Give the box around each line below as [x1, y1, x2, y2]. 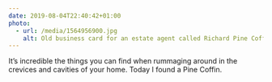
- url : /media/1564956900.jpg [15, 27, 117, 35]
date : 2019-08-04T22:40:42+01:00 [8, 11, 121, 20]
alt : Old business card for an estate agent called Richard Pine [23, 34, 249, 43]
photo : [8, 19, 31, 27]
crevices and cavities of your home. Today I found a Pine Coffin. [8, 65, 223, 75]
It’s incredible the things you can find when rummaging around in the [8, 56, 238, 66]
